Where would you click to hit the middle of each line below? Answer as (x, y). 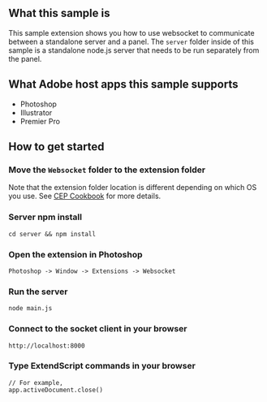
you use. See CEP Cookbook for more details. (85, 196)
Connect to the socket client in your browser (98, 329)
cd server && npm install (52, 234)
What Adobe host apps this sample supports (123, 84)
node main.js (30, 309)
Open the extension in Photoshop (76, 254)
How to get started (56, 147)
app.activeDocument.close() (56, 390)
